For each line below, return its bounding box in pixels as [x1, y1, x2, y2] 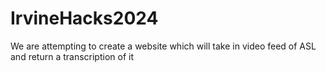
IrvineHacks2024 [10, 7, 159, 30]
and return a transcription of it [10, 50, 134, 62]
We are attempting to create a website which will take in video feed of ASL [10, 40, 317, 52]
